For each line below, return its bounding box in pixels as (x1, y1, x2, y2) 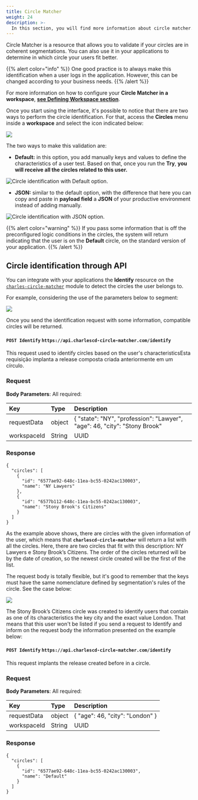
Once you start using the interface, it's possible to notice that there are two (6, 107, 189, 114)
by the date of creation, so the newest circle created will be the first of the (6, 555, 186, 562)
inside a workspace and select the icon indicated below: (6, 119, 144, 127)
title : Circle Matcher (6, 8, 62, 15)
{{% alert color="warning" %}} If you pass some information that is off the (6, 225, 187, 232)
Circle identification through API (6, 261, 127, 271)
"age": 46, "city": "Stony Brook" (74, 422, 162, 430)
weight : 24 (6, 14, 33, 20)
